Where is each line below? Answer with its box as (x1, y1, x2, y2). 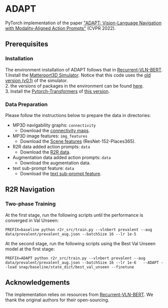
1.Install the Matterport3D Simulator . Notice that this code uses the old (5, 72, 151, 78)
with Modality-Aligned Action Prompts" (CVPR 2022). (5, 25, 116, 31)
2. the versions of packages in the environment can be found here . (5, 83, 144, 89)
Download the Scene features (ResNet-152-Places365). (20, 138, 136, 144)
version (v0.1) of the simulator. (5, 77, 68, 84)
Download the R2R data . (20, 149, 71, 155)
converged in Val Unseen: (5, 217, 59, 223)
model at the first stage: (5, 246, 55, 252)
